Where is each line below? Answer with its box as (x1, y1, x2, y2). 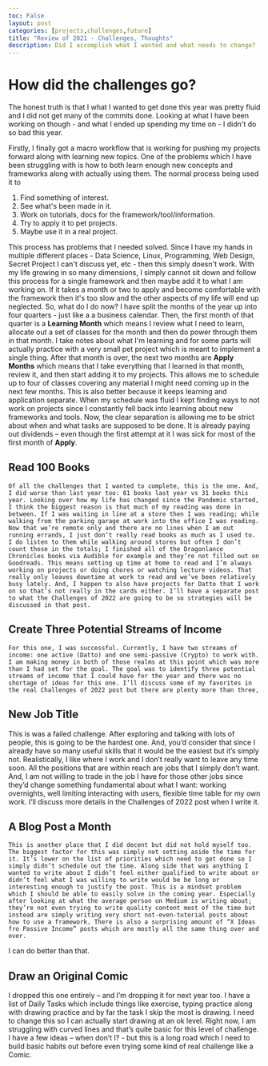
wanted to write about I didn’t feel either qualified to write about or (8, 869, 260, 877)
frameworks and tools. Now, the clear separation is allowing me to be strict (8, 413, 255, 422)
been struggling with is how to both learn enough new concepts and (8, 161, 234, 170)
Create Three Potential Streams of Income (8, 623, 222, 637)
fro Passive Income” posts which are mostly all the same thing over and (8, 925, 260, 933)
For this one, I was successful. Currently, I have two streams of (8, 644, 238, 652)
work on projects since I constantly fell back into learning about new (8, 404, 234, 413)
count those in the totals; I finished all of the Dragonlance (8, 545, 224, 553)
